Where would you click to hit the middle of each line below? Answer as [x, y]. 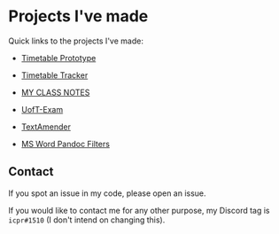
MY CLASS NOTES [55, 92]
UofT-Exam [42, 109]
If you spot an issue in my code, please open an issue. [107, 193]
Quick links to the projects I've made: [76, 41]
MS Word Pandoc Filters [65, 144]
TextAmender [46, 127]
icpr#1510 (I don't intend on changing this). [87, 220]
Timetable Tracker [54, 75]
